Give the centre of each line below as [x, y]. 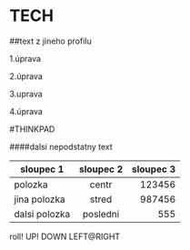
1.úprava [25, 58]
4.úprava [26, 111]
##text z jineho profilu [51, 41]
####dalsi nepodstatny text [61, 146]
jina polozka [40, 199]
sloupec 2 [101, 169]
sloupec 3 [153, 169]
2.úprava [26, 76]
